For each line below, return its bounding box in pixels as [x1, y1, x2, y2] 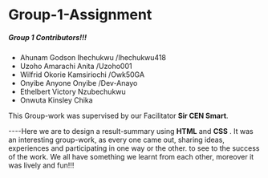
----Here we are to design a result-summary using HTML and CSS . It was [8, 127, 254, 136]
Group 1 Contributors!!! [8, 32, 87, 42]
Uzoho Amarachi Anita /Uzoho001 [19, 62, 132, 71]
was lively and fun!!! [8, 160, 75, 170]
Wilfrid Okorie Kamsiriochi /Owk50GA [19, 70, 145, 79]
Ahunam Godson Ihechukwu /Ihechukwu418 [19, 53, 167, 63]
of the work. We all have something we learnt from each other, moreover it [8, 152, 254, 162]
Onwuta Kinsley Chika [19, 95, 94, 105]
